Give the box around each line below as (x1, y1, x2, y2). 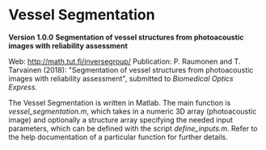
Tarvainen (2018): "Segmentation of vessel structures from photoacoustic (8, 65, 254, 74)
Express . (8, 82, 38, 92)
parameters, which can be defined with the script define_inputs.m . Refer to (8, 123, 258, 133)
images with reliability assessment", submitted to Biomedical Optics (8, 73, 234, 83)
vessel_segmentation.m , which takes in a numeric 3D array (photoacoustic (8, 106, 257, 116)
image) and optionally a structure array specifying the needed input (8, 115, 233, 124)
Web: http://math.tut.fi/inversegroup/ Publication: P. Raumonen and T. (8, 56, 241, 66)
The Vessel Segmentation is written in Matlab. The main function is (8, 98, 231, 107)
